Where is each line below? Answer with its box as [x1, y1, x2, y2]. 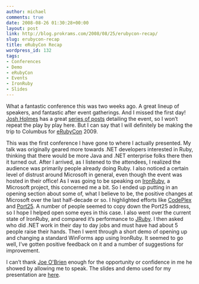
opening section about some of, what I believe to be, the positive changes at [6, 190, 193, 197]
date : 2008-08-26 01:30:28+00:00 [6, 20, 89, 26]
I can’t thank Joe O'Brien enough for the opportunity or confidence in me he [6, 258, 192, 266]
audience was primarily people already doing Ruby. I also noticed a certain [6, 164, 189, 171]
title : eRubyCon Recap [6, 42, 62, 48]
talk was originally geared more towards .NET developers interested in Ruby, [6, 145, 193, 152]
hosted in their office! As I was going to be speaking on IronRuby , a [6, 177, 170, 185]
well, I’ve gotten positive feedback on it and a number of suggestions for [6, 241, 184, 248]
